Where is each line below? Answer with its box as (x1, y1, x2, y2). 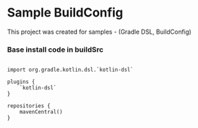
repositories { (7, 103, 51, 109)
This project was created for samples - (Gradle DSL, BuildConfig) (7, 28, 192, 36)
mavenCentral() (19, 109, 63, 116)
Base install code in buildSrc (7, 45, 104, 54)
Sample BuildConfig (7, 5, 124, 21)
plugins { (7, 78, 36, 85)
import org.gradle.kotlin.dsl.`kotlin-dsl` (7, 67, 134, 74)
